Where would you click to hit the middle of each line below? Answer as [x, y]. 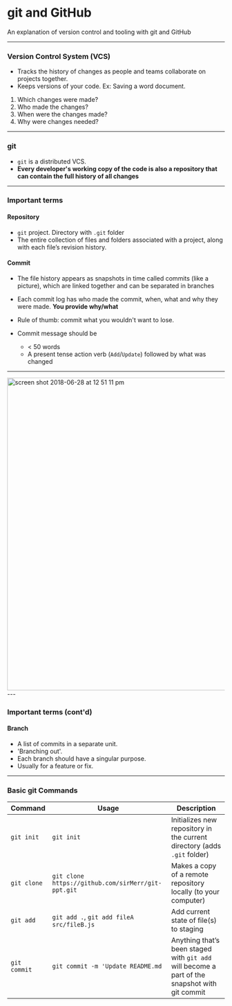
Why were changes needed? [58, 122]
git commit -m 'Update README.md [107, 967]
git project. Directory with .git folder [70, 232]
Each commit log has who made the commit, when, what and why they [118, 299]
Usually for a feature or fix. [55, 766]
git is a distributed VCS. [51, 161]
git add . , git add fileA [93, 917]
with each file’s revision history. [62, 247]
